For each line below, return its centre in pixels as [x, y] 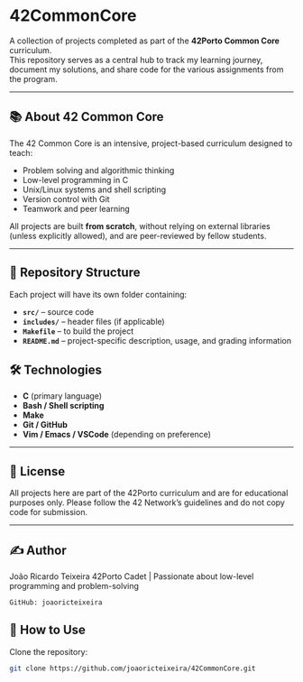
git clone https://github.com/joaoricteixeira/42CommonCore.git [133, 668]
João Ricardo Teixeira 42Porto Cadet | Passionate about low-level [132, 576]
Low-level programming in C [75, 180]
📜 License [37, 471]
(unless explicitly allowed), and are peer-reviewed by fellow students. [138, 235]
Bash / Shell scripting [63, 406]
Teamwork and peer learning [76, 208]
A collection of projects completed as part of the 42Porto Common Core [144, 41]
